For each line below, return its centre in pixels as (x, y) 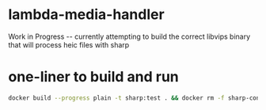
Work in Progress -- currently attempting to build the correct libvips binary (129, 36)
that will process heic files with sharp (69, 44)
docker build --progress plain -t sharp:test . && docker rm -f (116, 98)
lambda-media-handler (86, 15)
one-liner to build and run (94, 77)
